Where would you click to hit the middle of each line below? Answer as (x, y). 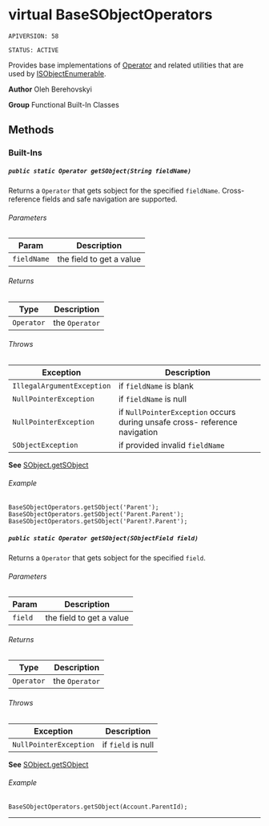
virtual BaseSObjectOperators (110, 15)
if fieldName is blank (156, 385)
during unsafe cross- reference (178, 421)
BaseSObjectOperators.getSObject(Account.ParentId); (98, 807)
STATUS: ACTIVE (34, 50)
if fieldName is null (153, 399)
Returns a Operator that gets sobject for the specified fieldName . (114, 191)
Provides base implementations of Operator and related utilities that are (126, 65)
